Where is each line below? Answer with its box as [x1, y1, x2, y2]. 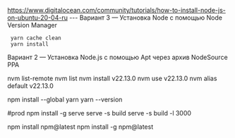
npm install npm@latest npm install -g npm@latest [7, 123, 154, 131]
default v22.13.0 [7, 82, 54, 90]
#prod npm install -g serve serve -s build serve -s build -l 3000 [7, 109, 192, 117]
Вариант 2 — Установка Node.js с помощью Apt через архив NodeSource [7, 53, 228, 61]
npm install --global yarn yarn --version [7, 95, 123, 103]
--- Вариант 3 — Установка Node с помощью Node [69, 13, 222, 22]
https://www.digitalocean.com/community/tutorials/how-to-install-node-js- [7, 6, 226, 14]
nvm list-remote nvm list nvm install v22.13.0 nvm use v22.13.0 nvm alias [7, 74, 217, 82]
